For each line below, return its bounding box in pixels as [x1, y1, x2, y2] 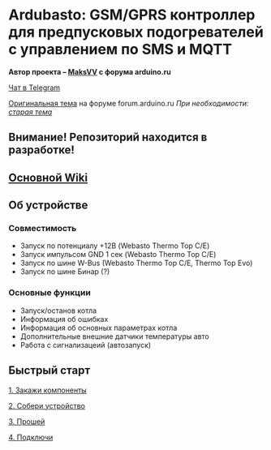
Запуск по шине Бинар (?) [19, 267, 110, 276]
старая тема [8, 107, 53, 117]
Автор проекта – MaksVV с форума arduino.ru [8, 66, 172, 76]
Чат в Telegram [8, 83, 61, 92]
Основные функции [8, 287, 91, 298]
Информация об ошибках [19, 314, 109, 324]
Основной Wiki [8, 170, 88, 184]
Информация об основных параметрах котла [19, 323, 178, 332]
